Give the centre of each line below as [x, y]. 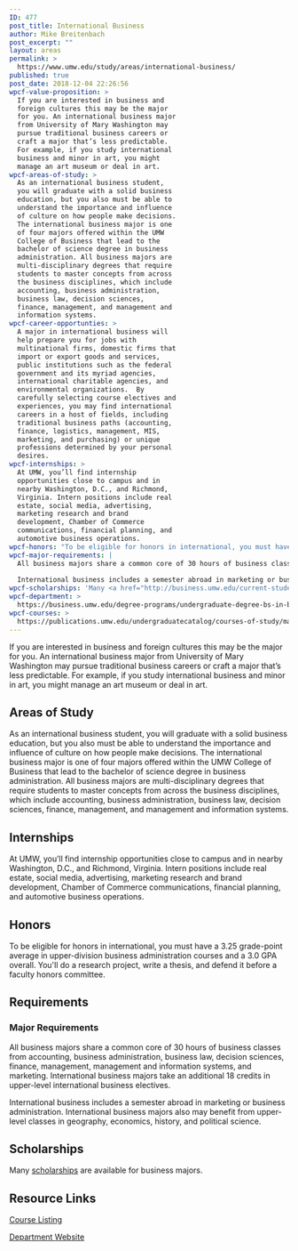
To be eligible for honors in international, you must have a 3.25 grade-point [146, 946]
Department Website [47, 1237]
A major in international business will [93, 332]
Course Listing [36, 1220]
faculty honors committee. [57, 974]
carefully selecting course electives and [97, 398]
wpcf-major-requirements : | [61, 555]
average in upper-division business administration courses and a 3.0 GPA [143, 955]
